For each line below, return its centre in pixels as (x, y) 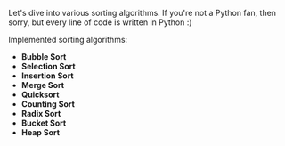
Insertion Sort (47, 76)
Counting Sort (48, 104)
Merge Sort (42, 85)
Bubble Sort (44, 57)
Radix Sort (41, 114)
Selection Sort (49, 66)
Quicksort (40, 94)
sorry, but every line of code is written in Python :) (100, 22)
